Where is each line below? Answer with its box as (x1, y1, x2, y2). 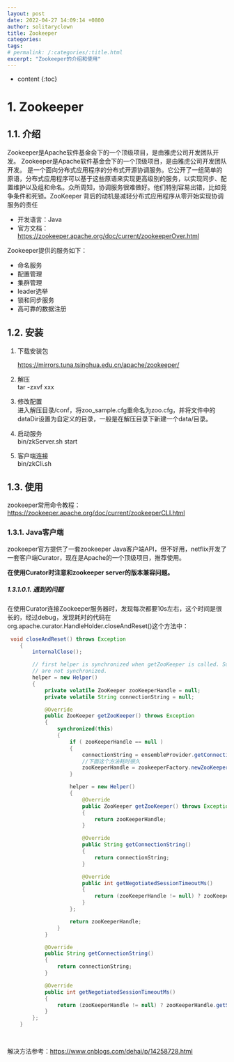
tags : (7, 42, 23, 49)
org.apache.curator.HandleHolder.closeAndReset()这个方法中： (7, 621, 189, 630)
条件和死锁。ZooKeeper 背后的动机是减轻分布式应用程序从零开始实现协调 (13, 192, 224, 200)
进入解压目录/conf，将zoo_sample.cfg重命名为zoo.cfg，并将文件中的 (17, 405, 216, 414)
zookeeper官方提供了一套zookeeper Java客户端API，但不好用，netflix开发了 (7, 545, 227, 553)
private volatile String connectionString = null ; (44, 694, 195, 701)
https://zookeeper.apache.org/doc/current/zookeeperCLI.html (7, 509, 185, 517)
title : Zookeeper (7, 29, 58, 37)
